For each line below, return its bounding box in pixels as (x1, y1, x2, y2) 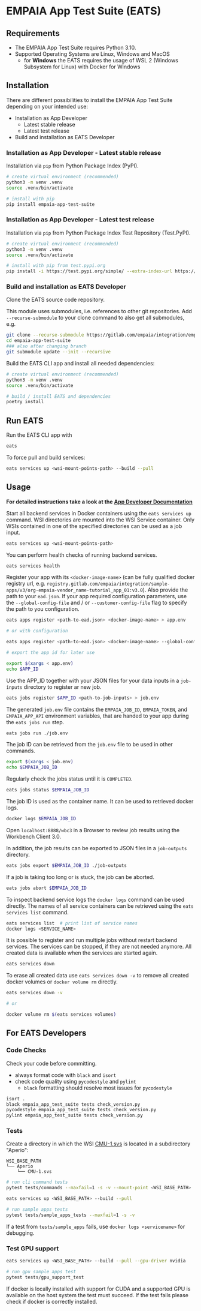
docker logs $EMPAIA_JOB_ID (6, 816, 77, 822)
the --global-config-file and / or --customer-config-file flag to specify (6, 599, 187, 607)
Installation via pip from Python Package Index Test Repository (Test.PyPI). (6, 229, 191, 236)
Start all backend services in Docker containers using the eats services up (6, 509, 191, 517)
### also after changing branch (6, 343, 87, 349)
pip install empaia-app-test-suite (6, 201, 95, 208)
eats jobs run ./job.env (6, 730, 68, 736)
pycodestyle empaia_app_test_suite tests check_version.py (6, 1107, 157, 1113)
